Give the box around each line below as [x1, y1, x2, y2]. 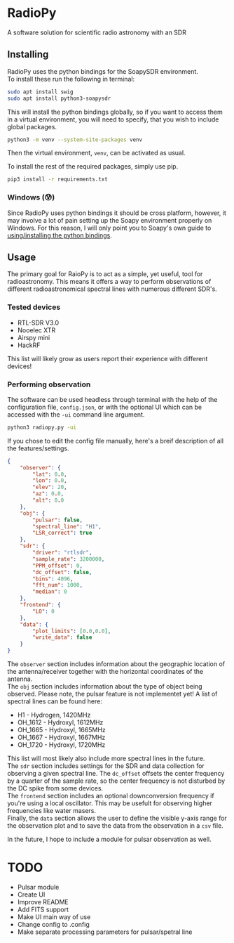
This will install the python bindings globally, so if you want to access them [7, 108, 223, 116]
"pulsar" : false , [32, 516, 83, 523]
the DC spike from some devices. [7, 784, 104, 793]
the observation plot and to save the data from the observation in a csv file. [7, 821, 224, 830]
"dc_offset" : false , [32, 568, 92, 575]
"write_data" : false [32, 634, 92, 641]
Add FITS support [17, 905, 69, 914]
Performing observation [7, 379, 91, 389]
